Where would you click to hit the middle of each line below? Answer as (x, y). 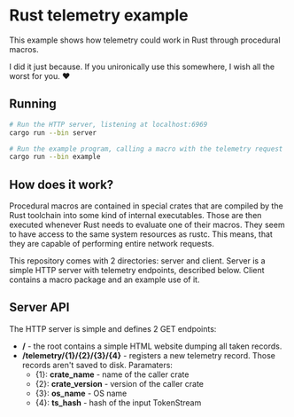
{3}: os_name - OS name (81, 393)
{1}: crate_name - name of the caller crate (112, 374)
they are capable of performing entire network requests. (112, 244)
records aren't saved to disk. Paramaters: (97, 365)
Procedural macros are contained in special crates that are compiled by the (146, 206)
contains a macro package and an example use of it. (104, 279)
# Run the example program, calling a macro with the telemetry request (146, 149)
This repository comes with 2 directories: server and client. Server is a (137, 261)
